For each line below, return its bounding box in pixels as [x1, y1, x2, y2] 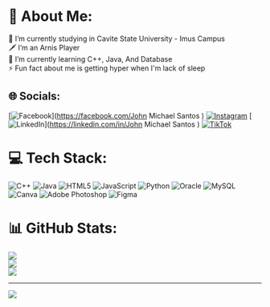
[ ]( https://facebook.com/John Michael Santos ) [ [8, 111, 252, 120]
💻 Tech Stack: [8, 148, 108, 167]
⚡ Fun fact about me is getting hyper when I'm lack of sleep [8, 63, 206, 73]
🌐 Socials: [8, 90, 61, 103]
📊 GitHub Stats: [8, 219, 118, 237]
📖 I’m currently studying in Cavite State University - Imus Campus [8, 34, 225, 43]
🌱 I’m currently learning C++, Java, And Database [8, 54, 173, 63]
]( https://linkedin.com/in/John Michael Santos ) [43, 119, 200, 129]
